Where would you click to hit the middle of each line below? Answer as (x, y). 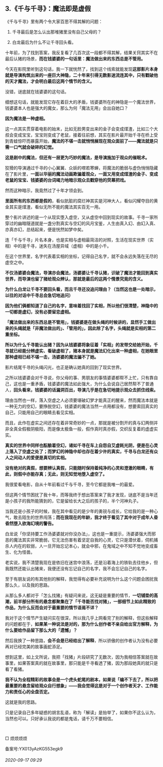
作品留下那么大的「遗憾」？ (49, 630)
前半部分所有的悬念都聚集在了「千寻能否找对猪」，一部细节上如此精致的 (85, 601)
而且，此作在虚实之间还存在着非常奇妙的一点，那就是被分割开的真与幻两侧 (79, 423)
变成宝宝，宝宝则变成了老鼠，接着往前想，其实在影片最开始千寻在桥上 (83, 135)
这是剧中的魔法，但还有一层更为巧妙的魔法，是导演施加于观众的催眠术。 (77, 157)
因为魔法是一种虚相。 (26, 118)
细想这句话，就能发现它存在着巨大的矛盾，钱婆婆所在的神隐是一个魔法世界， (81, 102)
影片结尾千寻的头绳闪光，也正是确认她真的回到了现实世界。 (65, 367)
